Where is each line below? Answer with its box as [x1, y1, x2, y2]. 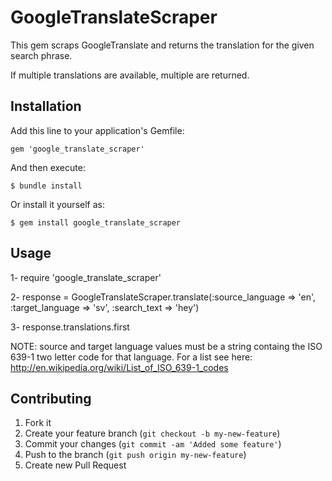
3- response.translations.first [10, 321, 130, 333]
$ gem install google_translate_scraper [10, 217, 182, 228]
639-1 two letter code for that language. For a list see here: [10, 351, 253, 363]
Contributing [10, 390, 92, 407]
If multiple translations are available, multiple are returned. [10, 69, 250, 81]
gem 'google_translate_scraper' [10, 144, 145, 154]
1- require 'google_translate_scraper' [10, 271, 162, 283]
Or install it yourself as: [10, 198, 105, 210]
